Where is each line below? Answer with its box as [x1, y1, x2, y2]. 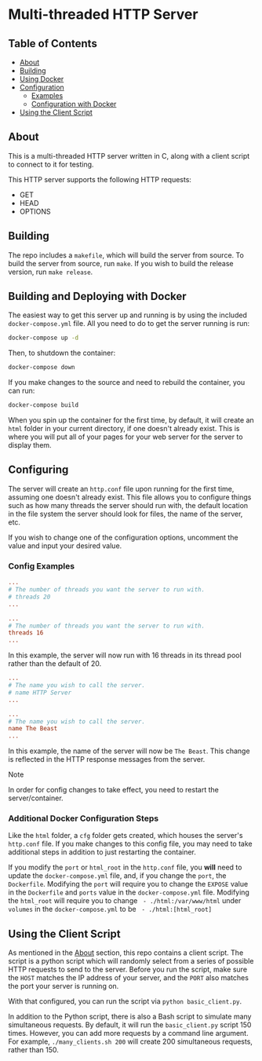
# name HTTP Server [8, 689, 72, 697]
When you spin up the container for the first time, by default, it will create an [8, 415, 255, 425]
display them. [8, 441, 53, 450]
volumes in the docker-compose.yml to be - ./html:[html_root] [8, 905, 213, 914]
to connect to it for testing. [8, 159, 94, 169]
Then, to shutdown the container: [8, 348, 116, 358]
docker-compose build [8, 401, 79, 409]
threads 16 [8, 629, 44, 637]
